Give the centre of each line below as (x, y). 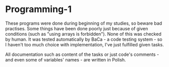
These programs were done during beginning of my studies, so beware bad (84, 23)
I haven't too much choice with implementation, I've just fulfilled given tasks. (84, 44)
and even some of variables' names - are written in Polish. (66, 59)
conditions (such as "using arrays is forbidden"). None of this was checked (83, 34)
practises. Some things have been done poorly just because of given (77, 28)
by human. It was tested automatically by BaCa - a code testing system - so (84, 39)
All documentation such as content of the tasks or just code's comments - (82, 54)
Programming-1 (38, 9)
